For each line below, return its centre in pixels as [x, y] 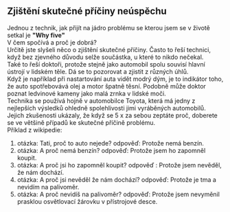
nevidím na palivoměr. [48, 187]
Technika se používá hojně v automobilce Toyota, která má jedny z [101, 101]
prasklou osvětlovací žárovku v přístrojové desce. [87, 201]
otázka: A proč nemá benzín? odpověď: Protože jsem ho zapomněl [111, 150]
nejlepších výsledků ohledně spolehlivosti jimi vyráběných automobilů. [106, 108]
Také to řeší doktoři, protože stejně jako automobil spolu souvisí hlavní [106, 64]
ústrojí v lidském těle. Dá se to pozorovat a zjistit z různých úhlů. [98, 71]
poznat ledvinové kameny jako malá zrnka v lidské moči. [87, 93]
